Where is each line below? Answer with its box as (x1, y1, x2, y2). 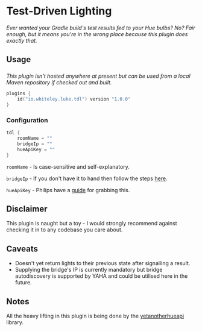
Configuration (6, 116, 48, 124)
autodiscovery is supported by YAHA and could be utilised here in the (14, 272, 188, 280)
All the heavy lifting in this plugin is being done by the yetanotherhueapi (6, 312, 185, 319)
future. (14, 279, 32, 286)
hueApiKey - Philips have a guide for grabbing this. (6, 186, 130, 193)
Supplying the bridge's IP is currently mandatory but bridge (14, 266, 163, 274)
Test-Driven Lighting (6, 4, 112, 18)
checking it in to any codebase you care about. (6, 226, 123, 233)
